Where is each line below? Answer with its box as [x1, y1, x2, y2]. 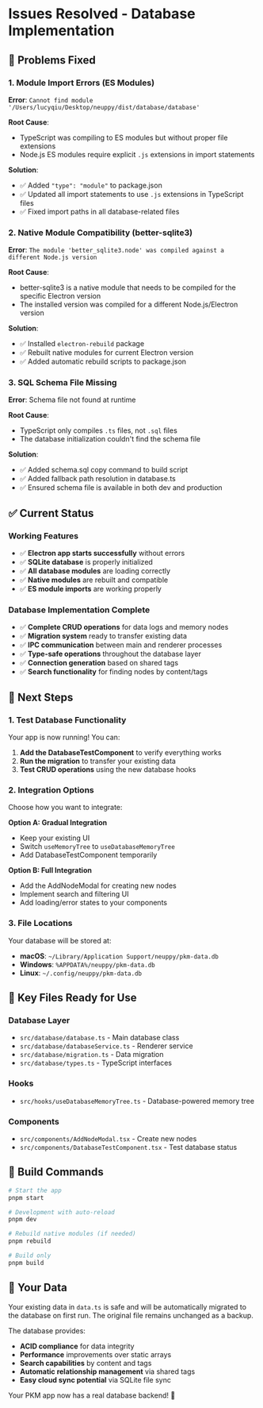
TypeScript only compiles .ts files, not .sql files [19, 426, 178, 435]
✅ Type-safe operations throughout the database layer [19, 649, 202, 659]
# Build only [8, 1252, 51, 1259]
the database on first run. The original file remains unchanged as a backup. [8, 1310, 253, 1320]
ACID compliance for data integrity [19, 1341, 135, 1351]
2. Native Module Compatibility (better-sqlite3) [8, 227, 192, 238]
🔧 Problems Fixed [8, 53, 97, 67]
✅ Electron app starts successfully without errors [19, 549, 185, 558]
